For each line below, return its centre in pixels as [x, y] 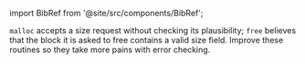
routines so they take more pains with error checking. [110, 50]
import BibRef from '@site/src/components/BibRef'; [106, 13]
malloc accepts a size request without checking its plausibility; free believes [153, 30]
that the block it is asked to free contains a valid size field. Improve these [147, 40]
